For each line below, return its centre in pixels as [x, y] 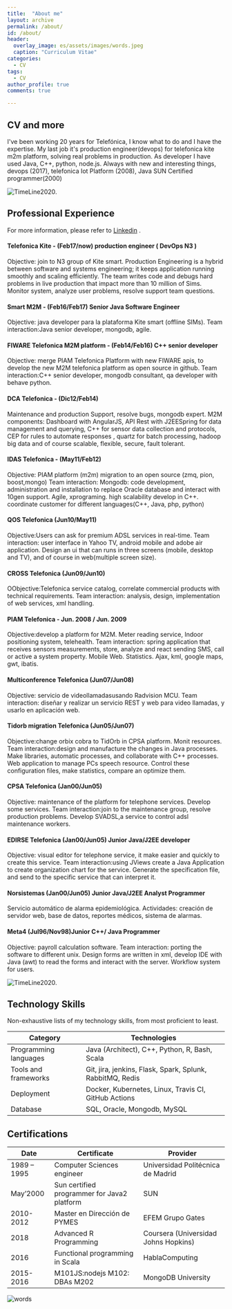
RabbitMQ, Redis [113, 1078]
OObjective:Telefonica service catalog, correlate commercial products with [114, 588]
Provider [182, 1153]
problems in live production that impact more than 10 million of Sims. [105, 283]
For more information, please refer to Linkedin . [74, 230]
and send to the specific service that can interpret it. [82, 877]
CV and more [36, 125]
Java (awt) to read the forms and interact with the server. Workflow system [114, 962]
